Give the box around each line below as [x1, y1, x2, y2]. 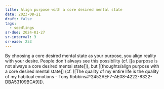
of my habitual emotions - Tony [5, 73, 69, 79]
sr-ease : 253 [5, 39, 32, 44]
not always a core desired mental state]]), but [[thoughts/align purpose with [5, 63, 160, 69]
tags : [5, 21, 16, 26]
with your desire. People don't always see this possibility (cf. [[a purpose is [5, 58, 158, 64]
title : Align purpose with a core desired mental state [5, 7, 123, 12]
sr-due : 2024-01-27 [5, 30, 45, 35]
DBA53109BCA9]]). [5, 79, 44, 85]
